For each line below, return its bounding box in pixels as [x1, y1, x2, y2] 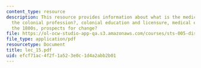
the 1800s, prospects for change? [11, 25, 98, 31]
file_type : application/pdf [6, 36, 77, 42]
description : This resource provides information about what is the [6, 14, 181, 20]
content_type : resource [6, 8, 66, 15]
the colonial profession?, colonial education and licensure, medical [11, 20, 191, 25]
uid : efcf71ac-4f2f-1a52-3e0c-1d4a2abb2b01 [6, 53, 117, 59]
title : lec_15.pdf [6, 47, 52, 53]
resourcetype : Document [6, 42, 66, 48]
